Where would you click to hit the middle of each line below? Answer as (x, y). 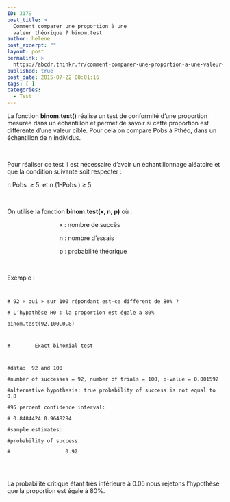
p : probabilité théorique (93, 251)
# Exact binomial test (50, 346)
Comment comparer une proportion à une (70, 26)
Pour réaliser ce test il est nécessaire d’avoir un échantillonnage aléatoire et (114, 164)
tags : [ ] (21, 84)
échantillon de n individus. (44, 138)
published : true (30, 71)
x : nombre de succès (90, 225)
